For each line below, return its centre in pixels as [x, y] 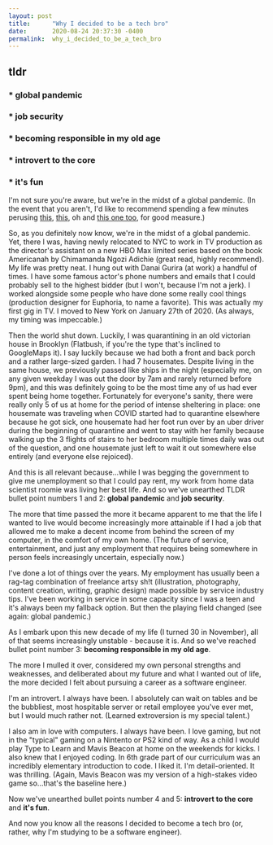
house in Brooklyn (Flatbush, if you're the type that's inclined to [115, 344]
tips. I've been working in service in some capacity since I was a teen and [132, 598]
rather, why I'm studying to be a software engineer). [95, 832]
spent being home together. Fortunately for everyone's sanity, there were [131, 396]
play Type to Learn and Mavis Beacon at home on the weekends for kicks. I [134, 748]
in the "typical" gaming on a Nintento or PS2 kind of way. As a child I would [134, 740]
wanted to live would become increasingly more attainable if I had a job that [135, 523]
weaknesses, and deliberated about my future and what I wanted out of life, [135, 673]
